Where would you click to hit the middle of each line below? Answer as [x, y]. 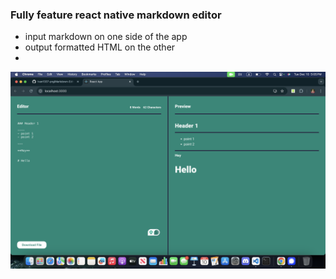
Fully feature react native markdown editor [116, 15]
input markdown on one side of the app [106, 37]
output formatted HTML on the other [100, 47]
